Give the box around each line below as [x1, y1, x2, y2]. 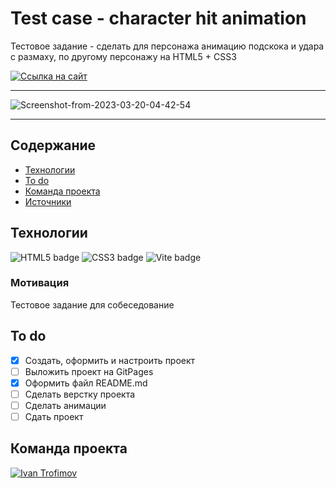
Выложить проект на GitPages [24, 365, 154, 377]
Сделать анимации [24, 399, 107, 411]
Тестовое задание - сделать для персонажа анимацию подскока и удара [10, 40, 325, 52]
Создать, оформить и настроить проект [24, 354, 196, 366]
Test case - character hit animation [10, 7, 307, 30]
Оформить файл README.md [24, 377, 148, 389]
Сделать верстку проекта [24, 388, 136, 400]
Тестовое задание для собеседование [10, 298, 175, 311]
